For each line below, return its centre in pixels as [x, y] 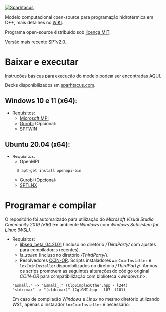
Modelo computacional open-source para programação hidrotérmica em [79, 17]
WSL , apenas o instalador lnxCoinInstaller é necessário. [71, 304]
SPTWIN [28, 129]
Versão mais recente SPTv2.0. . [36, 42]
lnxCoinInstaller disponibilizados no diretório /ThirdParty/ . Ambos [88, 265]
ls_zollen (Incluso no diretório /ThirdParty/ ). [64, 255]
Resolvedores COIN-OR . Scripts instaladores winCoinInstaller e [85, 260]
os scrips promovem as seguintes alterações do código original [84, 271]
